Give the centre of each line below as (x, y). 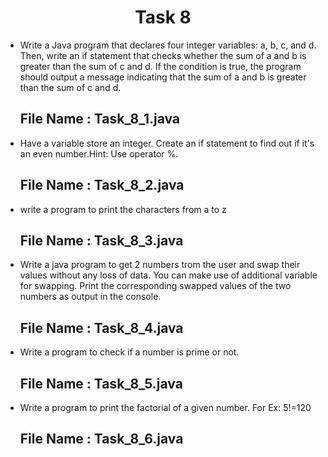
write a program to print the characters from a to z (123, 209)
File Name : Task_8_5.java (101, 383)
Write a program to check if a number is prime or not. (129, 352)
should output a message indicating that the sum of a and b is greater (163, 77)
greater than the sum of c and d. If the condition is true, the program (160, 66)
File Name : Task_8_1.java (100, 119)
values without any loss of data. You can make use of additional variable (168, 275)
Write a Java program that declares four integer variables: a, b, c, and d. (168, 45)
